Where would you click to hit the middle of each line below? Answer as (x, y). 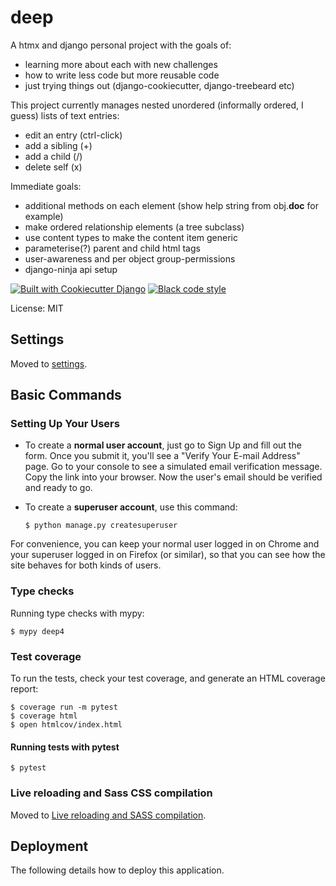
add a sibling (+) (58, 145)
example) (44, 216)
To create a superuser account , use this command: (131, 507)
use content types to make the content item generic (131, 237)
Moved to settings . (49, 363)
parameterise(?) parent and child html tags (112, 248)
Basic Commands (66, 395)
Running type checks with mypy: (77, 613)
